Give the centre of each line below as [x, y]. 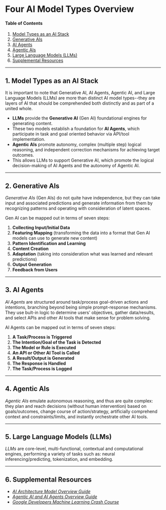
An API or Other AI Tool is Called [46, 353]
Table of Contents [24, 23]
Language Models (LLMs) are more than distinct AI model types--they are [80, 98]
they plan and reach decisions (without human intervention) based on [76, 406]
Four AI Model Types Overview [70, 9]
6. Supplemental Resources [48, 479]
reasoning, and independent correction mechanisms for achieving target [86, 150]
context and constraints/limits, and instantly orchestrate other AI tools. [77, 416]
